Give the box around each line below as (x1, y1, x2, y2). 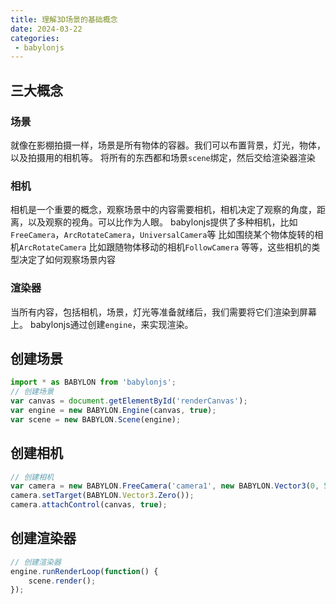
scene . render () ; (28, 576, 97, 586)
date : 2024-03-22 (10, 24, 83, 34)
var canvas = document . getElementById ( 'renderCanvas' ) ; (10, 396, 248, 406)
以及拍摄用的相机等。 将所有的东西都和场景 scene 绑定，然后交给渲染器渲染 (10, 151, 316, 163)
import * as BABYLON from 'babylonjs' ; (10, 377, 177, 388)
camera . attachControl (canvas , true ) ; (10, 500, 168, 510)
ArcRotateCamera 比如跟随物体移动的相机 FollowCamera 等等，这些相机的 (19, 241, 312, 253)
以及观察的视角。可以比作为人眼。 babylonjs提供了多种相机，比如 (27, 216, 298, 228)
